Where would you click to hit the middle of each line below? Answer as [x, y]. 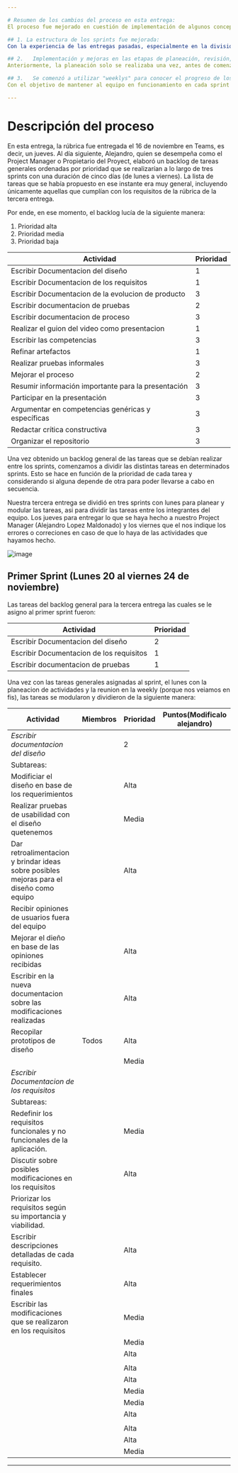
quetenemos [32, 832]
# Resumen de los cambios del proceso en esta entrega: [91, 20]
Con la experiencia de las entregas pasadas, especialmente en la [107, 46]
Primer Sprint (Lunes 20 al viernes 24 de [98, 576]
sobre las [26, 1003]
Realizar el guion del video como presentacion [88, 329]
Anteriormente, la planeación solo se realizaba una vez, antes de [109, 66]
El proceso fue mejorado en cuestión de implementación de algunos [109, 27]
